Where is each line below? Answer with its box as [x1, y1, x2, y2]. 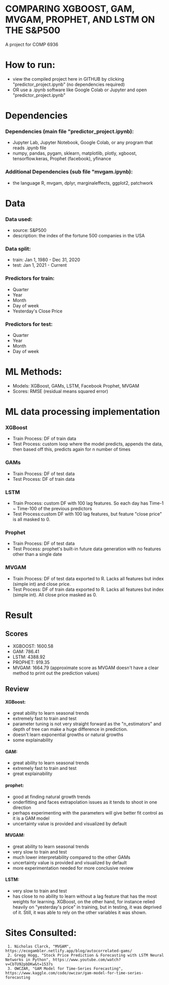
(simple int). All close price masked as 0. [12, 591, 97, 597]
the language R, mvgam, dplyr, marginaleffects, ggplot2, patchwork [12, 180, 153, 186]
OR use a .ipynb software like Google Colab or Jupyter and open [12, 87, 147, 93]
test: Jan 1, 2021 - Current [12, 262, 67, 268]
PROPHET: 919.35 [12, 659, 50, 665]
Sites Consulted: [5, 927, 77, 939]
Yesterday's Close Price [12, 308, 63, 314]
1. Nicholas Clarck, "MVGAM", [7, 944, 71, 949]
